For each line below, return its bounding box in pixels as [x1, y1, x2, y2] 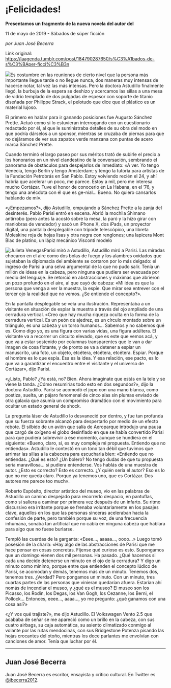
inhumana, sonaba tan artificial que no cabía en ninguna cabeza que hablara [5, 520, 165, 526]
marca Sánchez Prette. [5, 141, 53, 147]
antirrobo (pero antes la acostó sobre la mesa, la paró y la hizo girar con [5, 215, 156, 221]
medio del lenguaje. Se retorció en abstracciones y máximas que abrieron [5, 274, 160, 280]
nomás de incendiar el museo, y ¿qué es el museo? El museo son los [5, 585, 149, 591]
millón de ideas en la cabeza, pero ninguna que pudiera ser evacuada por [5, 269, 159, 275]
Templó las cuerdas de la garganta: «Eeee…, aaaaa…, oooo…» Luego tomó [5, 536, 162, 542]
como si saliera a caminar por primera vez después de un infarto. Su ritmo [5, 499, 161, 505]
